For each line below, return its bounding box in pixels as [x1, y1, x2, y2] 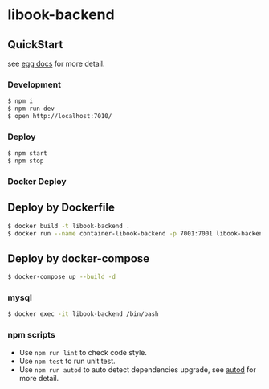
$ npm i [7, 97, 34, 105]
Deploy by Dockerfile [7, 201, 116, 215]
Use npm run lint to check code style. [18, 347, 148, 357]
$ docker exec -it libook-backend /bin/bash [7, 310, 159, 318]
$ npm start [7, 149, 47, 158]
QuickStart [7, 38, 63, 51]
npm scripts [7, 330, 55, 341]
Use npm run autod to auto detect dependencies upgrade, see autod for [18, 364, 256, 375]
